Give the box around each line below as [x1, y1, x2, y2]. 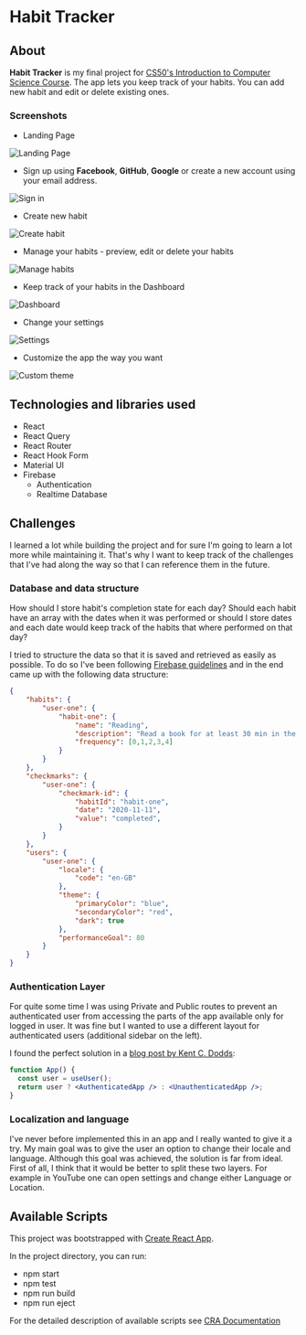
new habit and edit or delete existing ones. [9, 87, 170, 97]
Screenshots [9, 109, 68, 122]
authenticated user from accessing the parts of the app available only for [9, 1010, 284, 1021]
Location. [9, 1182, 45, 1193]
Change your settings [22, 317, 104, 328]
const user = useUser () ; [17, 1074, 112, 1084]
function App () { [9, 1065, 76, 1075]
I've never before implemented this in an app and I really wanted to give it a [9, 1134, 292, 1145]
